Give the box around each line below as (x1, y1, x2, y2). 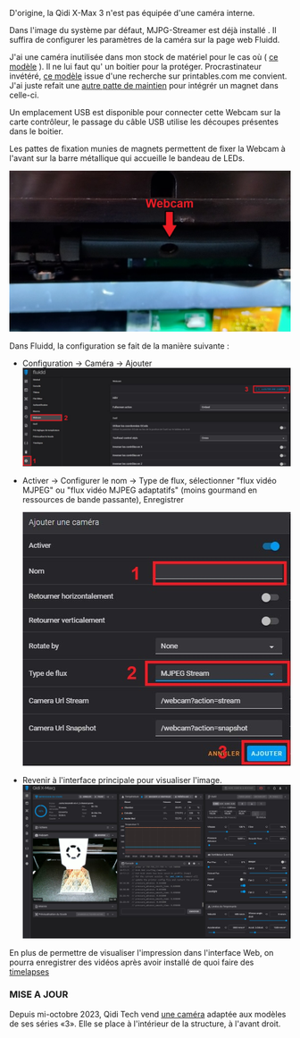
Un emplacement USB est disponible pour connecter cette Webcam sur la (9, 107, 281, 117)
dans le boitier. (9, 126, 64, 137)
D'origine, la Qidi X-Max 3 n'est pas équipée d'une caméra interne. (9, 8, 255, 18)
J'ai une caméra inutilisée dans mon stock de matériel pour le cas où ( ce (9, 52, 279, 62)
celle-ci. (9, 89, 39, 100)
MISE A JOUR (9, 988, 69, 1000)
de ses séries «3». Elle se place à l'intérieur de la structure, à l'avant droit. (9, 1018, 281, 1029)
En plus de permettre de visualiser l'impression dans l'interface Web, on (9, 947, 274, 958)
